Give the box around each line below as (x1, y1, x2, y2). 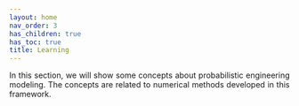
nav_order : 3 (9, 21, 58, 30)
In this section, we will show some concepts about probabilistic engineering (9, 70, 290, 80)
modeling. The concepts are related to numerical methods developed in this (9, 79, 290, 90)
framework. (9, 89, 52, 100)
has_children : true (9, 29, 82, 38)
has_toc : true (9, 37, 62, 47)
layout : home (9, 12, 58, 22)
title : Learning (9, 46, 69, 55)
